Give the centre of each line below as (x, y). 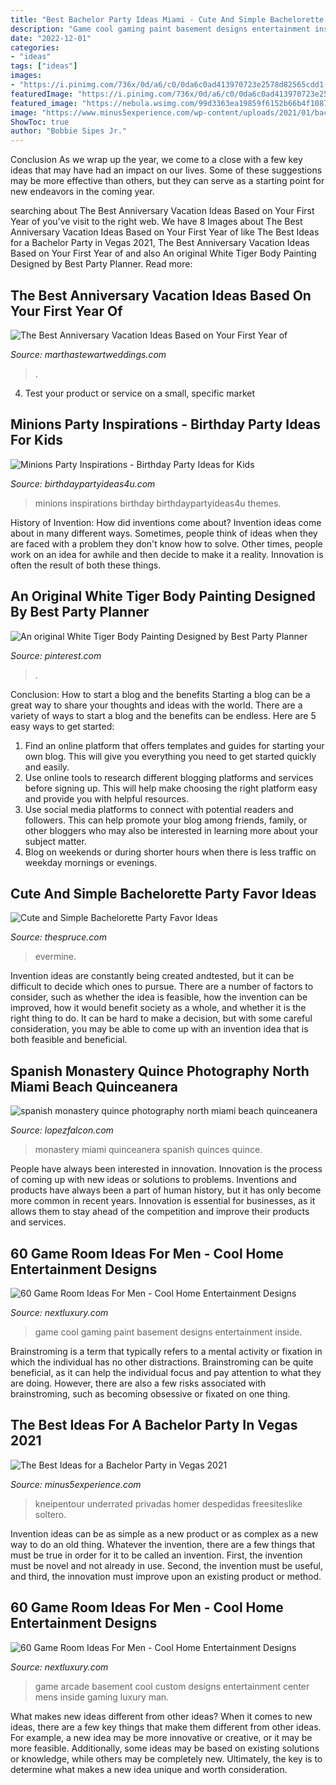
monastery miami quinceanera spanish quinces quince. (148, 1150)
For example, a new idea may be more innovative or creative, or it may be (161, 1737)
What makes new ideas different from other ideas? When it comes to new (161, 1716)
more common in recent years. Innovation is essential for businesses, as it (163, 1201)
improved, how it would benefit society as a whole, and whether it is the (158, 1008)
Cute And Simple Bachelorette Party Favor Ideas (163, 893)
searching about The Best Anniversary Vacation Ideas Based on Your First (162, 211)
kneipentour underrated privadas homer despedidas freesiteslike (168, 1503)
